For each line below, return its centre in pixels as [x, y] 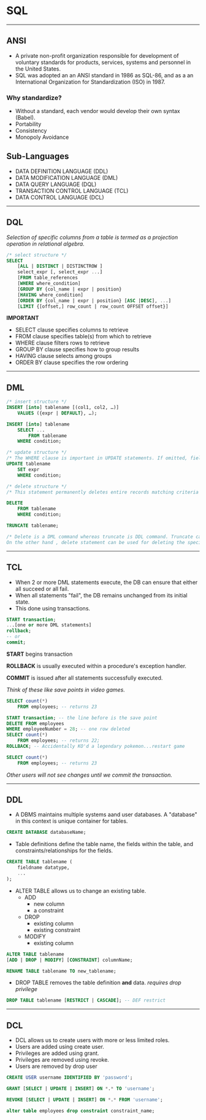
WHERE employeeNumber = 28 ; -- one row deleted [68, 729]
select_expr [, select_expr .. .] [60, 272]
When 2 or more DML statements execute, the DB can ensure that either [106, 582]
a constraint [49, 910]
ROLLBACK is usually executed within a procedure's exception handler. [97, 666]
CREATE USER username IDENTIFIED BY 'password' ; [70, 1078]
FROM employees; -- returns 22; [59, 741]
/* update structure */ [37, 453]
